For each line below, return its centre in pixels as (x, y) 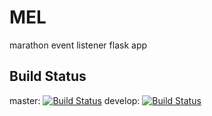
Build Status (48, 76)
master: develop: (75, 100)
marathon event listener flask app (78, 45)
